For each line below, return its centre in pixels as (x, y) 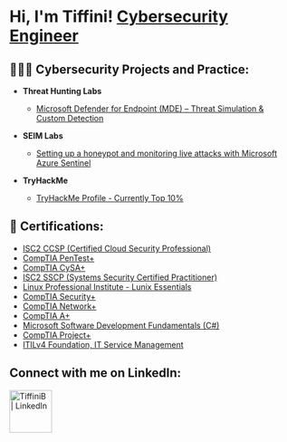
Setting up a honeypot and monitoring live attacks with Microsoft (157, 153)
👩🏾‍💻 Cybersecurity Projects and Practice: (129, 69)
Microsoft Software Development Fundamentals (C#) (121, 325)
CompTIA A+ (46, 315)
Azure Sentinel (63, 163)
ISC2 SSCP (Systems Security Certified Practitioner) (120, 277)
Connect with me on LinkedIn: (96, 373)
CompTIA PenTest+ (58, 258)
